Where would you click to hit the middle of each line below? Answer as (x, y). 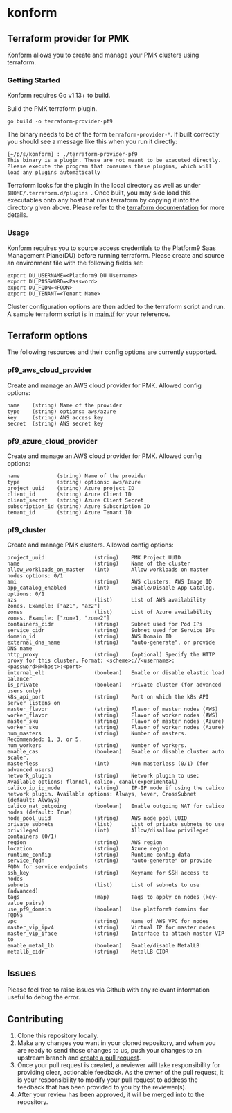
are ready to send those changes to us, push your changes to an (109, 1050)
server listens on (34, 703)
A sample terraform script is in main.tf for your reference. (89, 314)
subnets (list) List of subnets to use (103, 885)
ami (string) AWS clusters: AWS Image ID (110, 582)
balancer (20, 679)
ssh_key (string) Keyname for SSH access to (108, 873)
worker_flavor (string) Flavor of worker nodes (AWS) (113, 715)
